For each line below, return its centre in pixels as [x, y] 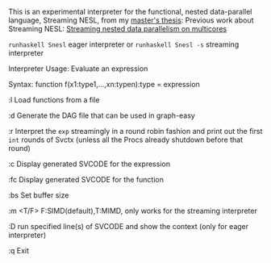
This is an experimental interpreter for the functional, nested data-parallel [130, 12]
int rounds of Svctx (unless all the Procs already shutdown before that [126, 140]
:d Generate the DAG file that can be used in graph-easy [102, 115]
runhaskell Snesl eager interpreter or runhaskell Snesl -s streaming [124, 44]
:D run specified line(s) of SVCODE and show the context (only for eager [129, 226]
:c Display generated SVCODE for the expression [90, 164]
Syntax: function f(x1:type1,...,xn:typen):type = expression [104, 84]
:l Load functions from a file [54, 100]
